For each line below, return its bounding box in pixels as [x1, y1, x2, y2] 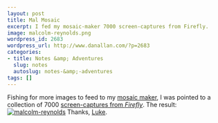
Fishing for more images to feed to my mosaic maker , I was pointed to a [7, 93, 211, 102]
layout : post [7, 10, 45, 17]
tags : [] [7, 74, 33, 82]
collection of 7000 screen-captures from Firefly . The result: [7, 101, 177, 109]
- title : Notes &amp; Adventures [7, 55, 104, 62]
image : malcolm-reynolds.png [7, 29, 91, 37]
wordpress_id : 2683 [7, 36, 64, 43]
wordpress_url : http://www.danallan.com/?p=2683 [7, 42, 150, 49]
